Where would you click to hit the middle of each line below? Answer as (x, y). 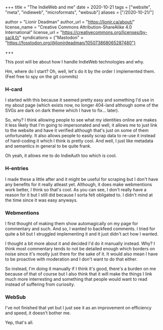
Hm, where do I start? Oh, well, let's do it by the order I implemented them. (80, 71)
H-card (14, 89)
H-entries (17, 168)
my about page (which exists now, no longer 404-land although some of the (82, 105)
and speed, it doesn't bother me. (38, 313)
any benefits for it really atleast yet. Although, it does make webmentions (79, 184)
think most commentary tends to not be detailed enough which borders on (80, 248)
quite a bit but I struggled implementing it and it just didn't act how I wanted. (82, 234)
